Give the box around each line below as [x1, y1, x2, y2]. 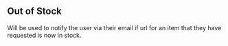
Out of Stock [7, 5, 62, 17]
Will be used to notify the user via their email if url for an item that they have [7, 23, 222, 32]
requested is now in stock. [7, 31, 82, 39]
